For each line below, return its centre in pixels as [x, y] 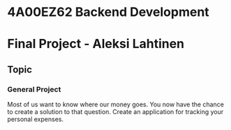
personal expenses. [36, 120]
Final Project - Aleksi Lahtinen [96, 44]
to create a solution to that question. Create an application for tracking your [115, 112]
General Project [34, 89]
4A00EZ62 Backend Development [108, 12]
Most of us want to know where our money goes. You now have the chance [116, 104]
